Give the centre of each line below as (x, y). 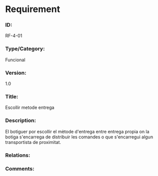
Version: (16, 73)
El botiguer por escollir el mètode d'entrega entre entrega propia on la (77, 131)
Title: (12, 97)
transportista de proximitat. (33, 142)
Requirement (33, 9)
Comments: (20, 168)
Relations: (18, 155)
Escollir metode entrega (30, 108)
